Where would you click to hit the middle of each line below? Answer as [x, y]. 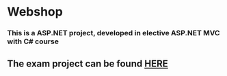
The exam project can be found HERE [88, 63]
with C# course [33, 41]
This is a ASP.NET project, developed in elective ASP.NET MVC [113, 33]
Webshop [35, 12]
